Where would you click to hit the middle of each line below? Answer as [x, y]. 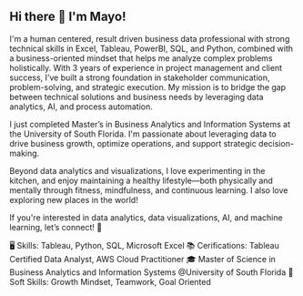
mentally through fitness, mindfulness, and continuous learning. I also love [149, 190]
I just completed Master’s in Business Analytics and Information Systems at [150, 124]
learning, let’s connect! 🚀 [56, 227]
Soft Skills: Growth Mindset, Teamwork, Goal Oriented [111, 281]
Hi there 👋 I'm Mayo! [68, 17]
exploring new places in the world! [74, 199]
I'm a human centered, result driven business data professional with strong [150, 38]
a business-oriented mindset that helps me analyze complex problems [141, 58]
